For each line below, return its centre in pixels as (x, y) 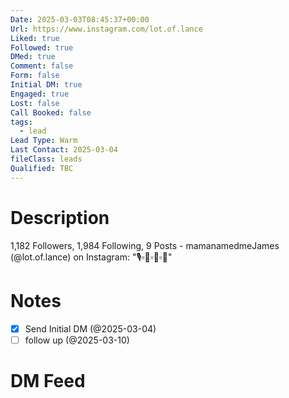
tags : (21, 122)
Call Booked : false (51, 112)
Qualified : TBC (42, 168)
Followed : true (42, 47)
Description (60, 217)
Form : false (35, 76)
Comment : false (42, 66)
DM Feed (48, 380)
